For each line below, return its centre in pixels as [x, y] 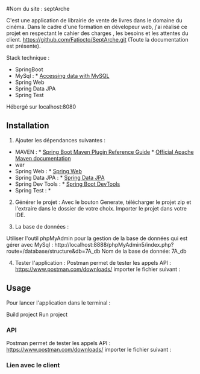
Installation [28, 126]
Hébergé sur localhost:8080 [41, 107]
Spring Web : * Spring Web [48, 171]
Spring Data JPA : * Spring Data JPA [60, 177]
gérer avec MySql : [30, 244]
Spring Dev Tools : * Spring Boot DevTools [67, 184]
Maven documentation [43, 158]
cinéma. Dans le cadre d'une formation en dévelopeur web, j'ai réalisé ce [97, 27]
